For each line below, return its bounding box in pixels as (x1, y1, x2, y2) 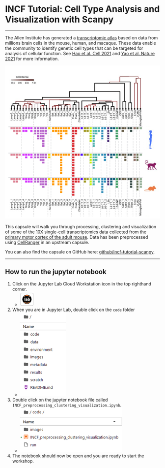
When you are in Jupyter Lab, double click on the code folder (12, 307, 135, 312)
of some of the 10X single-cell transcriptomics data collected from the (5, 229, 146, 235)
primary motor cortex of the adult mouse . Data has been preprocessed (5, 234, 148, 240)
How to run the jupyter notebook (5, 268, 107, 276)
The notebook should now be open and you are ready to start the (12, 453, 144, 459)
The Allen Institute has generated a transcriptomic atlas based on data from (5, 34, 158, 40)
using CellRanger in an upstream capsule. (5, 239, 89, 245)
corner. (12, 286, 27, 292)
